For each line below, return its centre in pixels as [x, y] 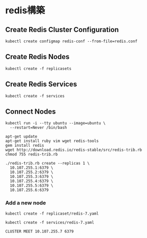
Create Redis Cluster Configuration [62, 29]
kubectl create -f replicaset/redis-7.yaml [52, 214]
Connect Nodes [31, 112]
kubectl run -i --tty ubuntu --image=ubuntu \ [55, 123]
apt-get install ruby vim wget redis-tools [52, 141]
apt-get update [21, 137]
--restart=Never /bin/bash [38, 128]
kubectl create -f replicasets [38, 69]
